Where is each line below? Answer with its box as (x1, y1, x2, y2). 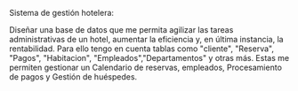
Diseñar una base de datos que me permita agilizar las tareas (9, 25, 234, 34)
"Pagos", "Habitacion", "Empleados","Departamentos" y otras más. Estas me (9, 53, 290, 63)
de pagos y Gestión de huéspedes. (9, 72, 138, 82)
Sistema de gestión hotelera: (9, 8, 114, 18)
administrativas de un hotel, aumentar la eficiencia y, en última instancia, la (9, 34, 284, 44)
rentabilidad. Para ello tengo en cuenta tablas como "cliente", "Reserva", (9, 43, 274, 54)
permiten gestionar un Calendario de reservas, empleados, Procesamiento (9, 62, 283, 72)
